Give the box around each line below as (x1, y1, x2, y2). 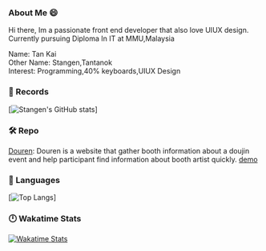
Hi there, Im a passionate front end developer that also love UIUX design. (8, 26, 249, 35)
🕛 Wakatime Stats (8, 213, 82, 225)
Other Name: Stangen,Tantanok (8, 58, 113, 67)
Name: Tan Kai (8, 50, 57, 59)
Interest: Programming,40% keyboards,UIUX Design (8, 66, 181, 76)
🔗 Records (8, 86, 50, 98)
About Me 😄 (8, 7, 58, 18)
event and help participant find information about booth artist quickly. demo (8, 154, 258, 164)
